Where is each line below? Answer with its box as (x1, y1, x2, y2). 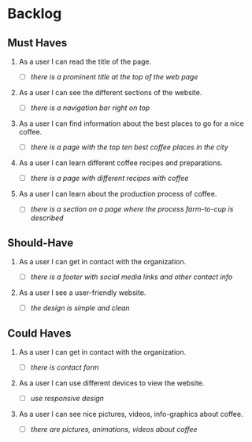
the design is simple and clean (30, 304, 131, 313)
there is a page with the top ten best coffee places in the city (30, 142, 229, 152)
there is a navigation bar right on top (30, 103, 150, 112)
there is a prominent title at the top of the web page (30, 72, 198, 81)
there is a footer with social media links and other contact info (30, 272, 233, 282)
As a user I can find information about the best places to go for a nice (18, 119, 245, 128)
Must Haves (7, 36, 68, 50)
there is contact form (30, 363, 99, 372)
